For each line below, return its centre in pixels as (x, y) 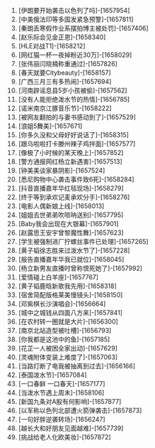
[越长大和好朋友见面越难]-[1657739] (71, 428)
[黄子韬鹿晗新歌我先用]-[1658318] (68, 286)
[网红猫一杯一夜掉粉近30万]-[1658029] (75, 55)
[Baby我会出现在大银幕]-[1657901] (68, 224)
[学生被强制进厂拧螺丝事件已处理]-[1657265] (83, 241)
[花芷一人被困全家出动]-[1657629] (68, 348)
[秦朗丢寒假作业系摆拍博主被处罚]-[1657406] (84, 28)
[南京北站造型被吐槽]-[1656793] (65, 330)
